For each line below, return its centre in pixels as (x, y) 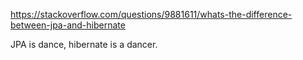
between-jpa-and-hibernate (68, 25)
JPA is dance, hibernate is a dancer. (84, 44)
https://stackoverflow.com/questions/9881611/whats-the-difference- (151, 14)
